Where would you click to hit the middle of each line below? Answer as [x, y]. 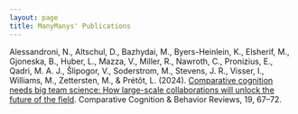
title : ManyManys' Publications [70, 26]
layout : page [34, 18]
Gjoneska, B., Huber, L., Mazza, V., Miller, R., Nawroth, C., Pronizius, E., [141, 61]
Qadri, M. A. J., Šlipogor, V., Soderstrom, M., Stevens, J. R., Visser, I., [137, 70]
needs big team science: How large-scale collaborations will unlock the [142, 90]
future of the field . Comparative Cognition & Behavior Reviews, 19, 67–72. [146, 99]
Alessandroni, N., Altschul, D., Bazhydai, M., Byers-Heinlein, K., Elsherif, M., [150, 51]
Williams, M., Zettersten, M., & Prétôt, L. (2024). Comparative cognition [141, 80]
